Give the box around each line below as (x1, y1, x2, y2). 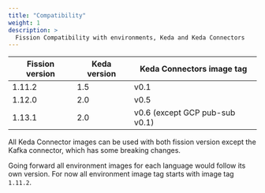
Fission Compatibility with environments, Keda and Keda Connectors (15, 33, 245, 42)
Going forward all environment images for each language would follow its (8, 161, 246, 170)
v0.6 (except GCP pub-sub (133, 107, 236, 118)
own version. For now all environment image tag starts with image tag (8, 169, 234, 179)
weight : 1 (8, 19, 41, 27)
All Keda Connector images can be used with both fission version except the (8, 137, 256, 147)
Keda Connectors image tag (139, 64, 248, 75)
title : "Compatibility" (8, 11, 87, 20)
